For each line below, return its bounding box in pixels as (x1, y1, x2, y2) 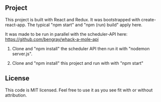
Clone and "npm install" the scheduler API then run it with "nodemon (12, 45, 150, 51)
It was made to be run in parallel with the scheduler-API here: (5, 31, 128, 37)
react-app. (5, 22, 26, 28)
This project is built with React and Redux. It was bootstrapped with (5, 16, 140, 22)
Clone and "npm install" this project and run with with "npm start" (12, 60, 143, 66)
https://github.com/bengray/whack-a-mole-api (5, 36, 99, 42)
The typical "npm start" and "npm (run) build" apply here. (27, 22, 143, 28)
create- (141, 16, 157, 22)
